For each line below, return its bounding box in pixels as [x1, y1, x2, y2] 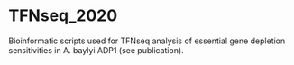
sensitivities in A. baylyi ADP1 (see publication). [8, 44, 184, 55]
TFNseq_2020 [8, 5, 118, 26]
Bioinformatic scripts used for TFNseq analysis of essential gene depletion [8, 35, 286, 46]
